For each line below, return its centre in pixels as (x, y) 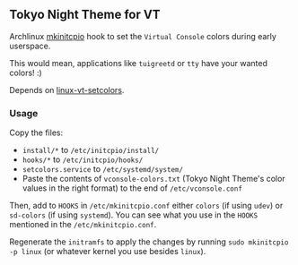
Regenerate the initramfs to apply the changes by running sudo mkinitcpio (149, 242)
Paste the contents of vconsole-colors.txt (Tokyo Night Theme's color (153, 179)
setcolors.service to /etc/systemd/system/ (103, 169)
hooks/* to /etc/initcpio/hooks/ (83, 159)
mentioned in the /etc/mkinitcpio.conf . (83, 225)
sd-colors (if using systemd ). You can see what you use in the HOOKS (134, 215)
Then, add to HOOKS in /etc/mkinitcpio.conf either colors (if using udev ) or (146, 206)
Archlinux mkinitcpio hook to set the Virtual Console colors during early (143, 36)
